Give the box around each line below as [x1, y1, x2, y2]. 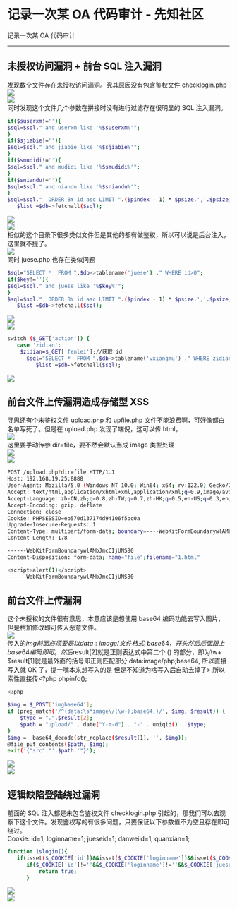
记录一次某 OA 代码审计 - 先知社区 [7, 6, 204, 23]
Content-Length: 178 [7, 534, 68, 542]
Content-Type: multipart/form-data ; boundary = [7, 528, 147, 535]
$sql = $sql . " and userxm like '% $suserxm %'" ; [7, 124, 140, 131]
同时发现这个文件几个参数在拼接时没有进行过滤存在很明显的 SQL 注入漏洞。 [7, 103, 227, 112]
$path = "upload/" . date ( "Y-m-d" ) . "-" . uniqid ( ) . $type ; [20, 721, 207, 728]
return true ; [38, 867, 78, 875]
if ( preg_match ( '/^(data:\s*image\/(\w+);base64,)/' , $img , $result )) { [7, 708, 226, 715]
